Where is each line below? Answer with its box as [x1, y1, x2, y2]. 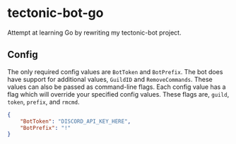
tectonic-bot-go [7, 5, 104, 21]
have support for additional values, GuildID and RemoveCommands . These [7, 75, 213, 83]
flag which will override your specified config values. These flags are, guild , [7, 90, 230, 98]
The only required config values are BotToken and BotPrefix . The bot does [7, 67, 223, 76]
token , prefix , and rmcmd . [7, 97, 80, 106]
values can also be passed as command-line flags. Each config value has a [7, 83, 226, 91]
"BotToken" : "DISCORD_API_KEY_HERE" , [20, 118, 131, 125]
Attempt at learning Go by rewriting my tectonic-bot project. [7, 28, 182, 37]
